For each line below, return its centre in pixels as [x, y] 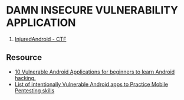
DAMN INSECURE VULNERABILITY [92, 10]
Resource [24, 57]
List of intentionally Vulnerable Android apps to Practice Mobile [91, 84]
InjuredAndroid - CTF [40, 39]
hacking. [25, 78]
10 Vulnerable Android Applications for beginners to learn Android [95, 72]
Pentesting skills [34, 90]
